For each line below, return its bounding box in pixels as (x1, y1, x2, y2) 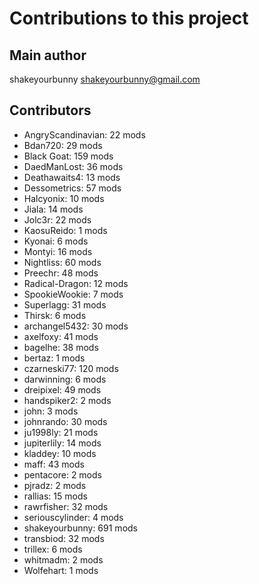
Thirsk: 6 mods (23, 309, 87, 321)
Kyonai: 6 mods (23, 235, 89, 247)
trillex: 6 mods (23, 543, 83, 555)
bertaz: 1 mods (23, 352, 86, 364)
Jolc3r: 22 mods (23, 213, 92, 226)
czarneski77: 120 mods (23, 362, 119, 374)
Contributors (9, 102, 92, 119)
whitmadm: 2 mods (23, 553, 104, 566)
